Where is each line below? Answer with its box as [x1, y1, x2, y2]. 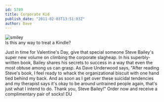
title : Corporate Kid [5, 12, 50, 17]
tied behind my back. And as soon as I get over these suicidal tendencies [5, 75, 154, 81]
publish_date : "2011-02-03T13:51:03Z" [5, 16, 85, 21]
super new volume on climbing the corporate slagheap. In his [5, 55, 130, 61]
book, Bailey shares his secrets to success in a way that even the [20, 60, 153, 66]
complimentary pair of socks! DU [5, 91, 73, 97]
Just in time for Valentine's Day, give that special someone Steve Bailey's [5, 49, 154, 55]
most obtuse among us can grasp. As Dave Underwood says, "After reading [5, 65, 160, 71]
